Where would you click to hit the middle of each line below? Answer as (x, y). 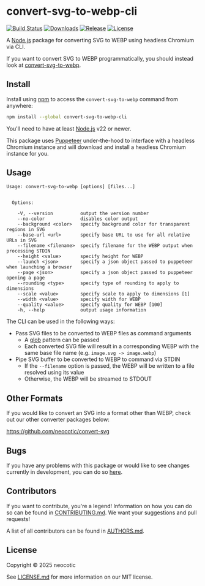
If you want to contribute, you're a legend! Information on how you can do (99, 506)
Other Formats (35, 398)
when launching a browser (39, 267)
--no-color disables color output (78, 219)
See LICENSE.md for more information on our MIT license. (80, 577)
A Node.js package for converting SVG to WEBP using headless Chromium (100, 40)
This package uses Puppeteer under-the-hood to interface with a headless (101, 140)
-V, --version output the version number (83, 214)
